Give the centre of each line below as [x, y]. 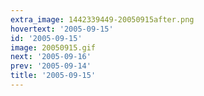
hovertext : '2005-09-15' [62, 29]
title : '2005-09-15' [53, 76]
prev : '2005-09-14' [51, 66]
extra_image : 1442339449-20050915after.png [102, 19]
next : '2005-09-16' [51, 57]
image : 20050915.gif [53, 47]
